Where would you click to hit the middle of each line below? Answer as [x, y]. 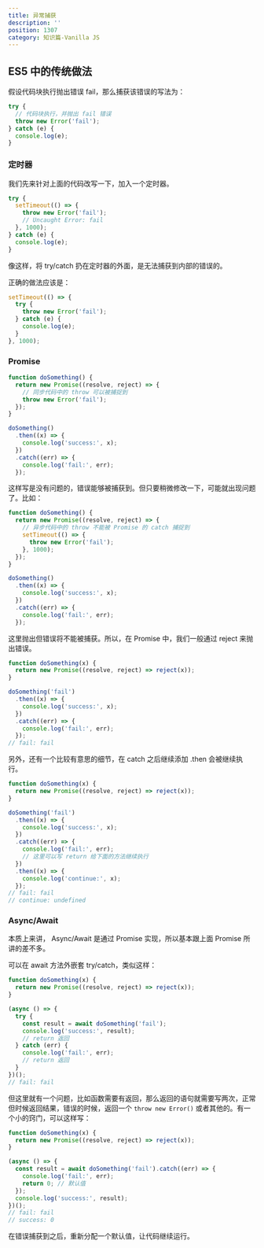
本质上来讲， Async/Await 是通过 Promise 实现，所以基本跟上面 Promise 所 [129, 939]
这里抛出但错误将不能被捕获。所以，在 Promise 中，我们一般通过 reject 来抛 [131, 638]
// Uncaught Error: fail [63, 220]
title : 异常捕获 [32, 15]
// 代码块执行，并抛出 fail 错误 [63, 114]
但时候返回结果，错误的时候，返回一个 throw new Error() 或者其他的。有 [126, 1108]
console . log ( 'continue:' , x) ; [72, 878]
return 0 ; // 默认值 [54, 1183]
